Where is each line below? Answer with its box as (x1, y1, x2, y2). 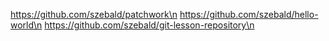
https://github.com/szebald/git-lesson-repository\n (44, 19, 255, 31)
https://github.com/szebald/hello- (179, 9, 319, 20)
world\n (10, 19, 43, 31)
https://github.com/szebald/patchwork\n (10, 9, 178, 20)
